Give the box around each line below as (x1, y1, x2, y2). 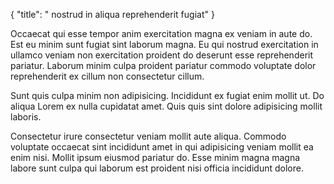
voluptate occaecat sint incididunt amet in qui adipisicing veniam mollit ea (10, 141, 314, 153)
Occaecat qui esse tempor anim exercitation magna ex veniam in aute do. (10, 28, 313, 39)
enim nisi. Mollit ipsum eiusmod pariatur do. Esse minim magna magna (10, 152, 301, 163)
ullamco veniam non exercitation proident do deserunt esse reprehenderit (10, 49, 314, 61)
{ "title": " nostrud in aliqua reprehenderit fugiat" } (10, 9, 215, 20)
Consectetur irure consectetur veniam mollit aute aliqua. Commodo (10, 130, 287, 142)
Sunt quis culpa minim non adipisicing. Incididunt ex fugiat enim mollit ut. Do (10, 90, 325, 101)
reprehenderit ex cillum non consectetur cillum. (10, 70, 205, 82)
